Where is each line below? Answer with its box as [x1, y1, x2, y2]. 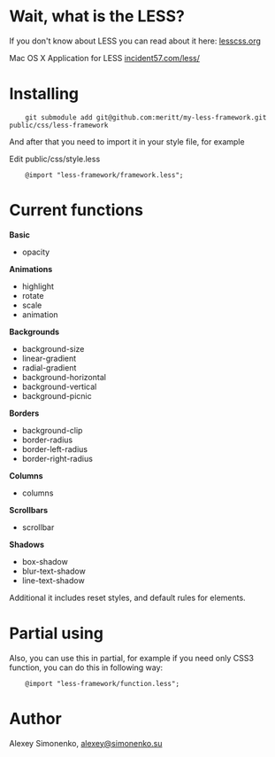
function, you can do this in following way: [9, 662, 164, 673]
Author [9, 708, 62, 729]
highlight [21, 281, 55, 292]
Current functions [9, 200, 144, 221]
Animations [9, 263, 53, 274]
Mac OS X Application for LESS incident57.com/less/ [9, 52, 201, 63]
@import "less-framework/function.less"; [25, 679, 180, 688]
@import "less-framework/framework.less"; [25, 170, 184, 179]
